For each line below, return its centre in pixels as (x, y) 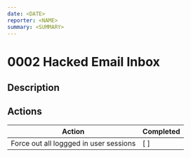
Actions (25, 112)
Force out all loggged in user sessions (73, 143)
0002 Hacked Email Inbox (84, 62)
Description (33, 88)
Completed (162, 131)
